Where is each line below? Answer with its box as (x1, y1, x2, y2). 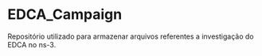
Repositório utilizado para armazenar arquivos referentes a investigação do (7, 32, 254, 41)
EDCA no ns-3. (7, 39, 57, 49)
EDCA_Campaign (7, 6, 123, 24)
